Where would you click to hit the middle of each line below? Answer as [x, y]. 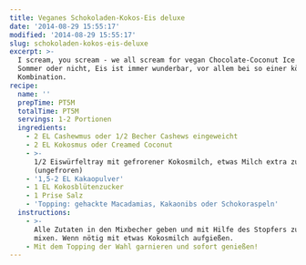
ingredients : [42, 128]
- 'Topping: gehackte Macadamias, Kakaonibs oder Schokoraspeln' [153, 204]
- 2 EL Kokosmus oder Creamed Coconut [99, 145]
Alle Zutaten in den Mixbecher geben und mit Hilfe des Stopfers [160, 229]
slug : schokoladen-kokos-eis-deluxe [79, 43]
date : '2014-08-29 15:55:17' [65, 26]
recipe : [24, 86]
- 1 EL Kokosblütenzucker [75, 188]
